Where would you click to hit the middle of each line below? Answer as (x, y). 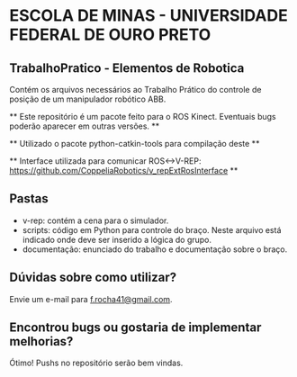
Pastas (29, 199)
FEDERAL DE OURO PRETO (110, 35)
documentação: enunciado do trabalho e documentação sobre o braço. (155, 249)
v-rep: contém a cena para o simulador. (95, 220)
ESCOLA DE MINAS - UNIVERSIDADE (148, 16)
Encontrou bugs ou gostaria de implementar (135, 328)
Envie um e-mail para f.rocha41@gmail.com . (91, 299)
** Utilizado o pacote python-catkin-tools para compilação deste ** (135, 144)
